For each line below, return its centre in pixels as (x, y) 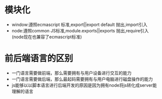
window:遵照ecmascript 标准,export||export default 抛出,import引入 (79, 25)
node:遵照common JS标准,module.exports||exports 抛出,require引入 (80, 30)
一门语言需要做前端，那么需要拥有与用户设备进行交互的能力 (71, 73)
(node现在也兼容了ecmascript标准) (47, 37)
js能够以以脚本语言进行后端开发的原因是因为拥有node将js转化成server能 (84, 85)
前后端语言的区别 (39, 59)
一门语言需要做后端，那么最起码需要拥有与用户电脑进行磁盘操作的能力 (82, 79)
